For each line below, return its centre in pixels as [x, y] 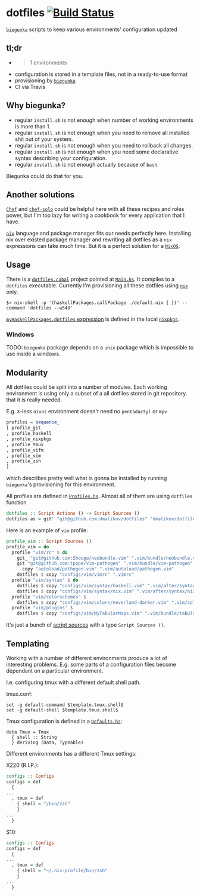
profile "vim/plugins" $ [42, 608]
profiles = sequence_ [33, 422]
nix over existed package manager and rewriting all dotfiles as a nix [89, 240]
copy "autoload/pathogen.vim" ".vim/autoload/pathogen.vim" [98, 569]
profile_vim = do [28, 547]
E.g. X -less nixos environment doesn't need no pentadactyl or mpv [87, 412]
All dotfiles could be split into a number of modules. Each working [87, 387]
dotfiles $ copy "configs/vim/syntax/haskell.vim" [81, 585]
